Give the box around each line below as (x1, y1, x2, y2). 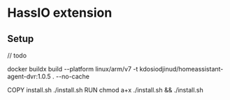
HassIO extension (7, 5, 113, 21)
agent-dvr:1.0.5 (7, 72, 51, 80)
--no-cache (55, 72, 89, 80)
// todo (7, 51, 27, 59)
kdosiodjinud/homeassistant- (139, 65, 224, 73)
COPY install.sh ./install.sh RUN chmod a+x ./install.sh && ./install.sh (7, 86, 204, 94)
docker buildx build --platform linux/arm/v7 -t (7, 65, 138, 73)
